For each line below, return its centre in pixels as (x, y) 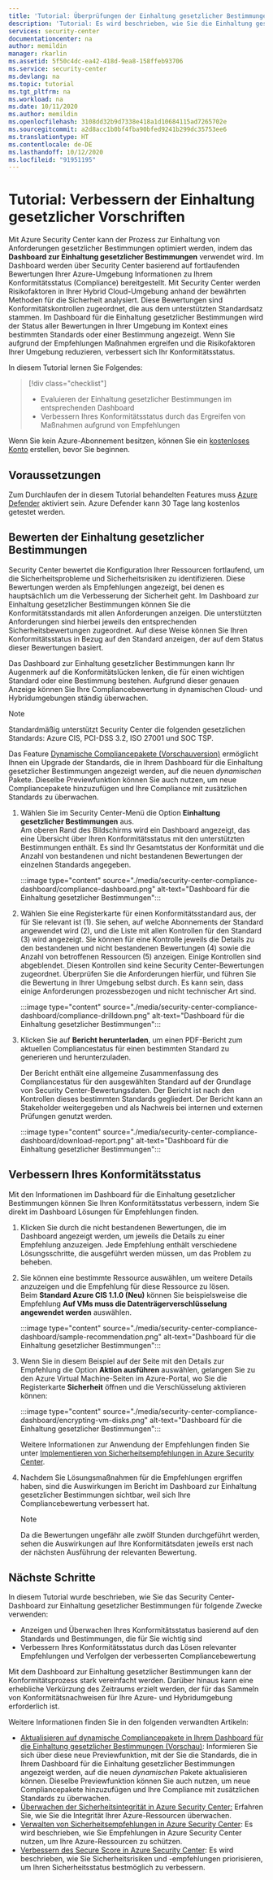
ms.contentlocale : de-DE (50, 144)
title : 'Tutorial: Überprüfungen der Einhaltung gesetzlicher (116, 16)
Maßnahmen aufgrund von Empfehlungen (110, 425)
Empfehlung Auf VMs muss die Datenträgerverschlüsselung (123, 1303)
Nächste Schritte (52, 1578)
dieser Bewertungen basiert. (56, 647)
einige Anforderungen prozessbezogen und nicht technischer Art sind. (138, 991)
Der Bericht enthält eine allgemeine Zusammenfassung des (119, 1073)
